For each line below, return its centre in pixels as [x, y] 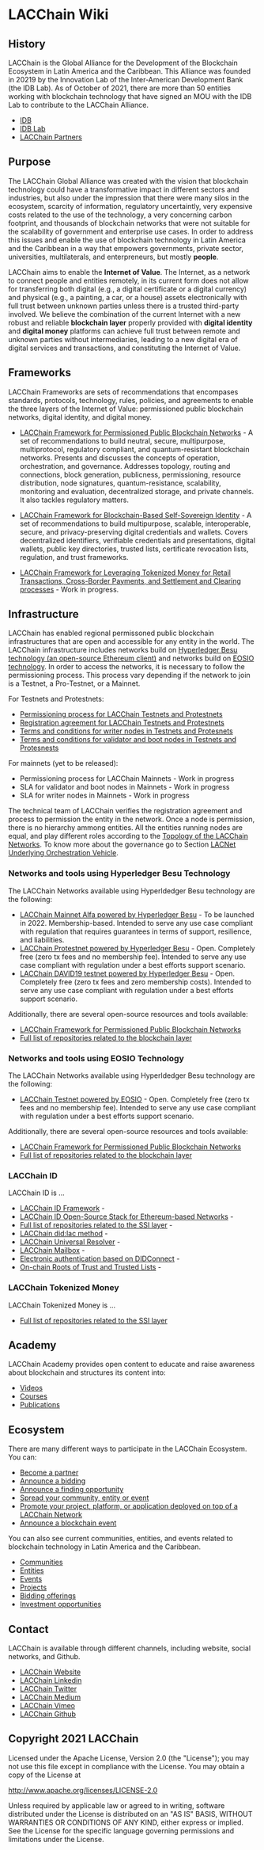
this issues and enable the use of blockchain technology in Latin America [127, 240]
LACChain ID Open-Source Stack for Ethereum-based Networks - [126, 1216]
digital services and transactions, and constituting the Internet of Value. [124, 348]
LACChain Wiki [58, 15]
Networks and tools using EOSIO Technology [96, 1058]
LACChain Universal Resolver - [70, 1242]
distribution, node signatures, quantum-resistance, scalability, [120, 483]
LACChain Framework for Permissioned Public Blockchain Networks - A [136, 432]
